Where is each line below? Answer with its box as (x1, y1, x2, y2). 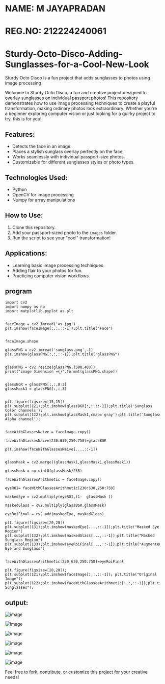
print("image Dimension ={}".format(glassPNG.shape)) (5, 369, 118, 374)
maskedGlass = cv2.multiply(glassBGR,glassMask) (5, 503, 107, 508)
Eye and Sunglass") (5, 546, 45, 551)
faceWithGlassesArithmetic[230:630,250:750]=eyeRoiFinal (5, 559, 124, 564)
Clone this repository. (12, 224, 56, 230)
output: (5, 598, 28, 607)
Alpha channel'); (5, 417, 41, 422)
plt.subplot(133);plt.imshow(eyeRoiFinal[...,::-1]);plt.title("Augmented (5, 542, 162, 547)
